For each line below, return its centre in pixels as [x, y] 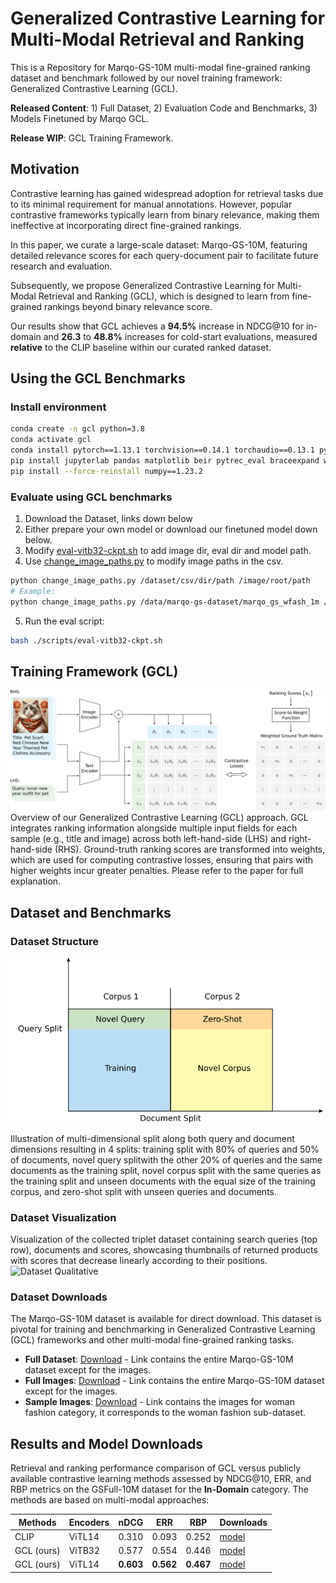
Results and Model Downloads [107, 1443]
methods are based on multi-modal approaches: [110, 1500]
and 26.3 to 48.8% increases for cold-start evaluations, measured [180, 336]
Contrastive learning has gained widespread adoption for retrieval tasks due [167, 193]
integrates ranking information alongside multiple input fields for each [154, 828]
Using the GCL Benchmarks [98, 378]
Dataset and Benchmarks [91, 912]
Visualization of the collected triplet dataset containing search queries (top [164, 1239]
